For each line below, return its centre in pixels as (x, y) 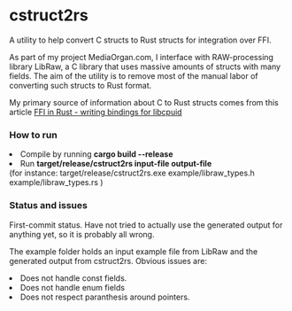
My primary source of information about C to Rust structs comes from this (144, 102)
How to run (33, 135)
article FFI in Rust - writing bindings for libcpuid (96, 112)
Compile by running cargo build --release (97, 154)
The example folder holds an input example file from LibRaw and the (134, 251)
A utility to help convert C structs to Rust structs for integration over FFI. (140, 40)
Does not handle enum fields (73, 287)
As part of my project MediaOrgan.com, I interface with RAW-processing (142, 57)
